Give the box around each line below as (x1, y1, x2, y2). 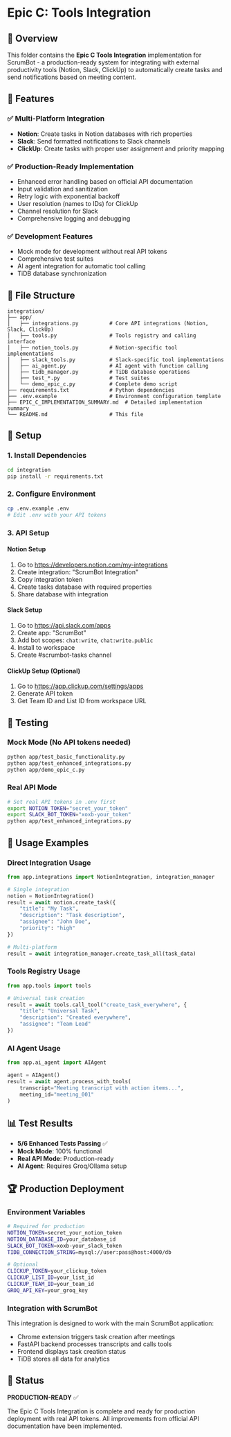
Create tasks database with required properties (17, 583, 152, 591)
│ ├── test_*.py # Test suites (7, 375, 150, 382)
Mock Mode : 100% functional (17, 1147, 102, 1155)
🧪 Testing (7, 716, 49, 729)
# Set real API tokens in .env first (7, 798, 116, 805)
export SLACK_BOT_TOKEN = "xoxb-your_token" (7, 811, 131, 818)
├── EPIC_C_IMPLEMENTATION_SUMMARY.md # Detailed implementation (7, 399, 203, 406)
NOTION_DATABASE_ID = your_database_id (7, 1236, 116, 1243)
